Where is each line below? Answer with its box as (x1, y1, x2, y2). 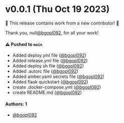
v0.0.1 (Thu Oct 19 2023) (5, 3, 110, 15)
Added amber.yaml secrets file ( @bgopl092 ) (12, 73, 104, 79)
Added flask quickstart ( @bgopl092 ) (12, 79, 88, 85)
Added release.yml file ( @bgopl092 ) (12, 57, 88, 63)
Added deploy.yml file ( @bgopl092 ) (12, 52, 87, 58)
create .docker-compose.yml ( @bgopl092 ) (12, 84, 101, 90)
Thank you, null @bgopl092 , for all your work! (5, 29, 99, 35)
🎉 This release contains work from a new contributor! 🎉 (5, 20, 119, 26)
